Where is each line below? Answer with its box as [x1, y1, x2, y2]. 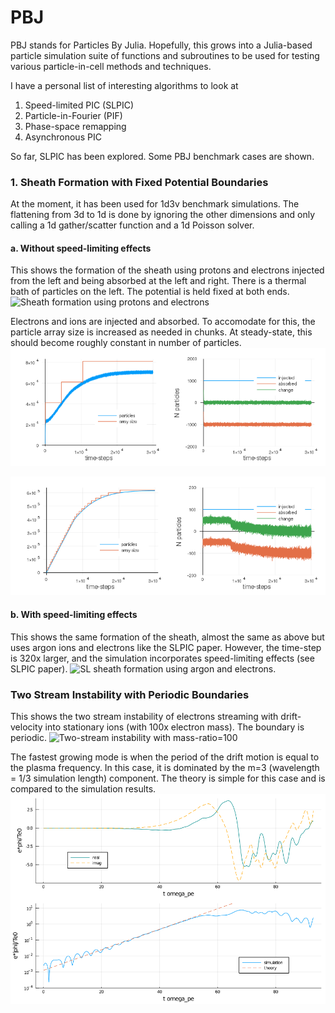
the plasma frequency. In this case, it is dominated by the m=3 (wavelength [10, 761, 320, 773]
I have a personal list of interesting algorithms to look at [10, 79, 239, 91]
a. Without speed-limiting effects [10, 242, 152, 254]
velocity [10, 721, 43, 733]
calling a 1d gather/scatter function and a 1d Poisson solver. [10, 219, 255, 231]
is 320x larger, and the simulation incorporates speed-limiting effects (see [10, 652, 315, 664]
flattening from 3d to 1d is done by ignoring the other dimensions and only [10, 209, 316, 221]
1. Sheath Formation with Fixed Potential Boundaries [10, 175, 269, 189]
